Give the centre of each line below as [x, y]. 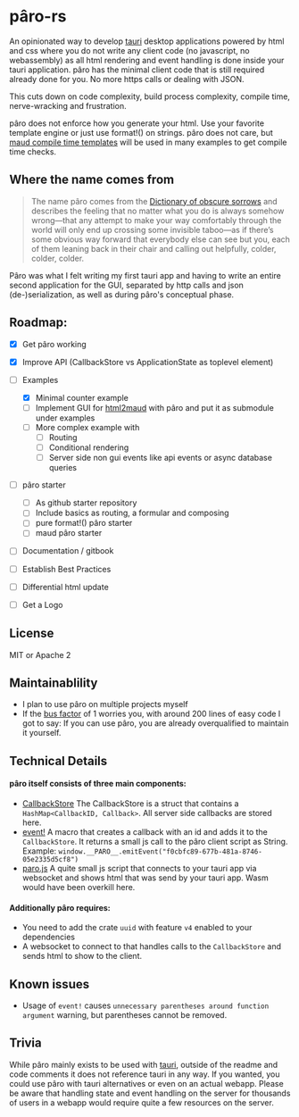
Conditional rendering [89, 447]
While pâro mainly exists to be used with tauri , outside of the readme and [144, 1064]
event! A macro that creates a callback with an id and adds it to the [145, 831]
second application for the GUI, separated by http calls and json [126, 285]
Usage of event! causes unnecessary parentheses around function [145, 1005]
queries [63, 468]
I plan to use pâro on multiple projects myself [105, 704]
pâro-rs [38, 17]
